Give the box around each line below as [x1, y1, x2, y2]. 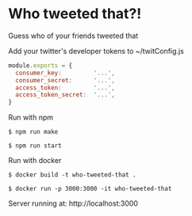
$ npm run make [8, 128, 59, 136]
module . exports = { [8, 61, 73, 70]
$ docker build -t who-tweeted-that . [8, 171, 136, 179]
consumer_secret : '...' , [15, 76, 115, 84]
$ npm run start [8, 142, 62, 150]
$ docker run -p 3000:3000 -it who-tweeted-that [8, 185, 172, 193]
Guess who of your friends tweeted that [8, 31, 139, 40]
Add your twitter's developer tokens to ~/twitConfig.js [8, 46, 184, 55]
